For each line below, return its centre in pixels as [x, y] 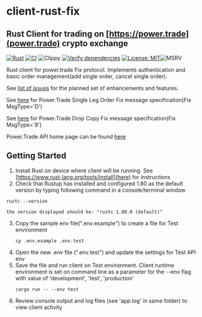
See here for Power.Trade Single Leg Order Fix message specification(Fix [99, 100]
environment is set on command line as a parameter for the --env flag [103, 271]
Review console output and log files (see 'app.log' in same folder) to [101, 301]
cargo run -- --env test [47, 289]
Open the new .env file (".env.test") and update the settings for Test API [105, 252]
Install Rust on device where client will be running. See [84, 170]
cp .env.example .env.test [50, 241]
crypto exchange [95, 43]
